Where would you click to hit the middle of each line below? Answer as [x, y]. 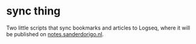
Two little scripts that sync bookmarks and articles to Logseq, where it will [98, 28]
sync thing [33, 11]
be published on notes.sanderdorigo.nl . [55, 34]
